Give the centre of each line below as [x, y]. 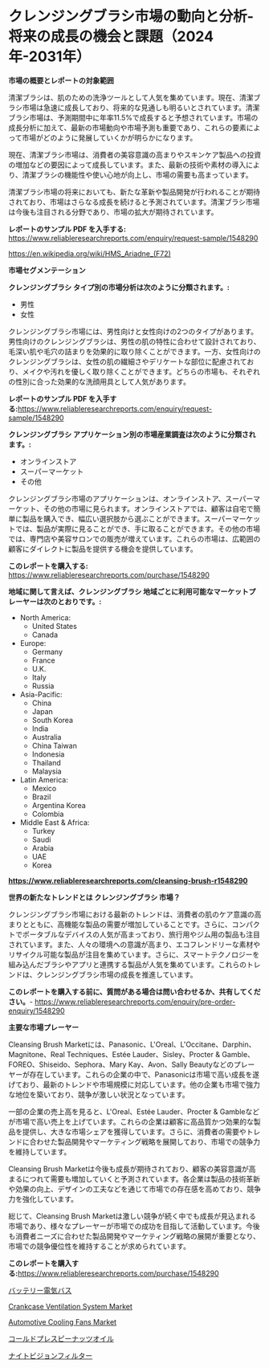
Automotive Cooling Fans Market [63, 1321]
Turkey [43, 831]
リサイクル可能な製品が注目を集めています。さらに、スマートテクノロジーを [134, 954]
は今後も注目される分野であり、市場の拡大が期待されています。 [113, 212]
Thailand [47, 762]
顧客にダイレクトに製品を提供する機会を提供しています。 [103, 549]
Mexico [44, 788]
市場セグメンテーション [47, 270]
